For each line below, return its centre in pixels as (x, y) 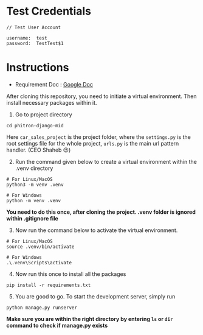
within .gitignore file (33, 218)
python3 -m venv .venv (35, 185)
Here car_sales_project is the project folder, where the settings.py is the (99, 137)
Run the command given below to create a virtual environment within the (106, 161)
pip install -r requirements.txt (49, 285)
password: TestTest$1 (35, 43)
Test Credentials (49, 11)
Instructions (38, 68)
